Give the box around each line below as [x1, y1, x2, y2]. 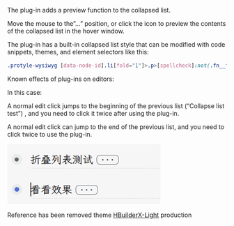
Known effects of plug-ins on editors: [7, 75, 115, 83]
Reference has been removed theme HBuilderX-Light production [7, 211, 192, 219]
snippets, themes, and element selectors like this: [7, 48, 150, 56]
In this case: [7, 88, 42, 96]
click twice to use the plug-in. [7, 130, 93, 138]
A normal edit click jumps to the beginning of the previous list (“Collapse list [7, 101, 225, 110]
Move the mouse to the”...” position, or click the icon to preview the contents [7, 20, 226, 27]
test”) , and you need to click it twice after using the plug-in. [7, 109, 180, 117]
